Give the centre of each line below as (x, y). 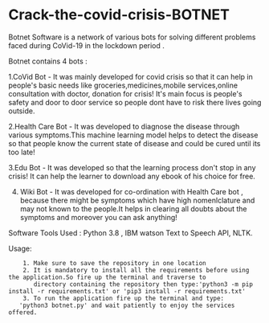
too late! (22, 152)
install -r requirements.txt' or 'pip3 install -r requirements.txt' (127, 291)
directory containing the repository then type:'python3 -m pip (143, 284)
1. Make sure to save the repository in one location (114, 263)
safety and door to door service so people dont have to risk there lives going (135, 102)
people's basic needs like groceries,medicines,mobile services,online (123, 85)
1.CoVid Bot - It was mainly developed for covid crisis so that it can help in (130, 76)
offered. (23, 312)
